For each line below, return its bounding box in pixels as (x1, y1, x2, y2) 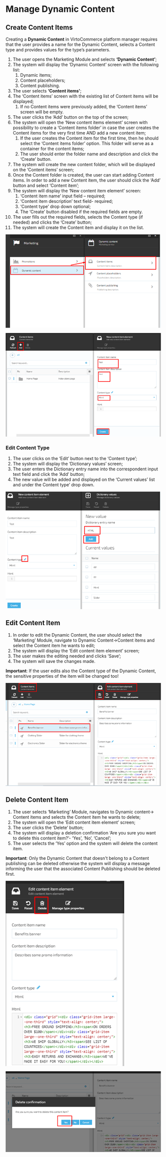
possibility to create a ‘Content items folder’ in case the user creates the (12, 125, 159, 131)
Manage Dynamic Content (5, 3, 115, 15)
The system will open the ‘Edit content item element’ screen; (12, 819, 136, 825)
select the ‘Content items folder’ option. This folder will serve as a (20, 140, 154, 146)
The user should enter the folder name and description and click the (20, 151, 159, 157)
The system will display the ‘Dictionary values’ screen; (12, 461, 123, 467)
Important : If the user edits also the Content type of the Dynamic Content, (5, 668, 157, 674)
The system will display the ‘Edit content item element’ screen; (12, 648, 140, 653)
